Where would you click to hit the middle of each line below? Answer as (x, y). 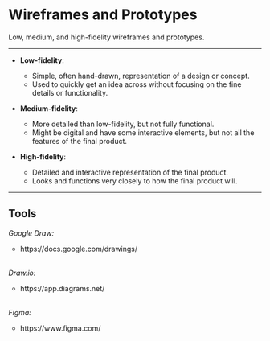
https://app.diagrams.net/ (62, 288)
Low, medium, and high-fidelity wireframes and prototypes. (106, 37)
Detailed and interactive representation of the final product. (130, 172)
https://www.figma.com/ (60, 328)
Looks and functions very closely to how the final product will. (135, 181)
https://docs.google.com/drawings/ (79, 249)
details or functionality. (70, 92)
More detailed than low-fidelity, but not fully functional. (123, 124)
